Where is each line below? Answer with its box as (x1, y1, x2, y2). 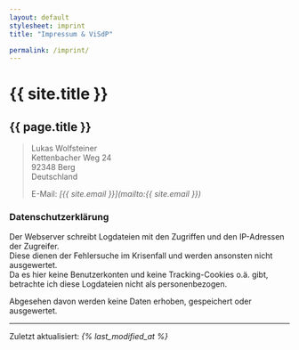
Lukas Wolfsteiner (30, 143, 98, 154)
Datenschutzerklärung (9, 211, 109, 224)
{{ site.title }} (9, 84, 109, 104)
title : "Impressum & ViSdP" (9, 29, 114, 38)
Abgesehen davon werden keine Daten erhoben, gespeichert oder (9, 296, 252, 306)
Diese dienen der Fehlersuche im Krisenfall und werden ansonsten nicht (9, 250, 273, 261)
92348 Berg (30, 162, 76, 173)
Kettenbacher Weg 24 (30, 152, 112, 163)
